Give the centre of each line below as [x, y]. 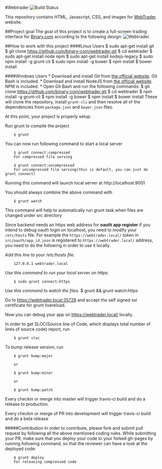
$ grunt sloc [27, 338]
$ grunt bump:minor [33, 373]
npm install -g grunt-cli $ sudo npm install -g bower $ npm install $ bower [79, 61]
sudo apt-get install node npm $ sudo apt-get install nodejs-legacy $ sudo [79, 56]
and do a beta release [27, 419]
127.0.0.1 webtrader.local [41, 264]
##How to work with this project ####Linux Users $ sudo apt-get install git [80, 46]
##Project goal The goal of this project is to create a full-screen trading [76, 31]
